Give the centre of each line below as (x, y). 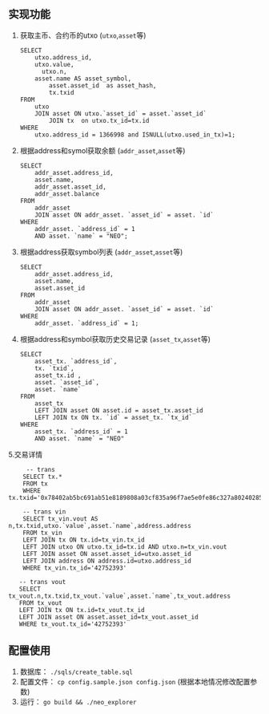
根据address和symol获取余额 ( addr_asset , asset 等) (102, 150)
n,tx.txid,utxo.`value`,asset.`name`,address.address (100, 525)
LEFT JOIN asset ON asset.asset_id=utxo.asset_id (107, 554)
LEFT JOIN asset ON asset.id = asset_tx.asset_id (119, 410)
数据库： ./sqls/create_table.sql (76, 671)
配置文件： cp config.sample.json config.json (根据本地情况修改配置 (135, 681)
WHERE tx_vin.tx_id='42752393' (75, 568)
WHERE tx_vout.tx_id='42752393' (73, 624)
